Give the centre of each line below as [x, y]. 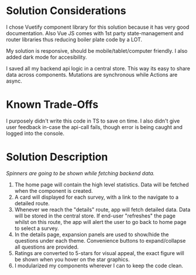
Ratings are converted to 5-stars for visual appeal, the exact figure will [99, 253]
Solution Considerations [66, 11]
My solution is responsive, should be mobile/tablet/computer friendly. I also [97, 50]
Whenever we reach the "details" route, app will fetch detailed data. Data [102, 209]
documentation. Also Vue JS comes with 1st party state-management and [95, 33]
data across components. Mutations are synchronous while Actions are [92, 74]
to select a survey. [37, 228]
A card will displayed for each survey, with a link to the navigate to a [97, 197]
